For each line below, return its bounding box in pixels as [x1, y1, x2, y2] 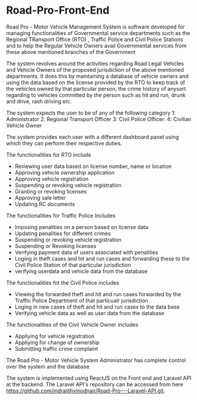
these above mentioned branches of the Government [6, 48, 136, 55]
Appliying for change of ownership [14, 339, 100, 346]
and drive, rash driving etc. [6, 97, 72, 104]
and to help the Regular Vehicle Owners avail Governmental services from [6, 42, 187, 49]
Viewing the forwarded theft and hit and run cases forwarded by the [14, 290, 182, 297]
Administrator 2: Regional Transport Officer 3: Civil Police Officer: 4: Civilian [6, 115, 192, 122]
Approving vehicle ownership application [14, 169, 115, 176]
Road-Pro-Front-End [6, 4, 110, 17]
